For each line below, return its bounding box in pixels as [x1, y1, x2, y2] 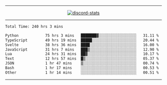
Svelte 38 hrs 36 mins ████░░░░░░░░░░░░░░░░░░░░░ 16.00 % [5, 42, 159, 47]
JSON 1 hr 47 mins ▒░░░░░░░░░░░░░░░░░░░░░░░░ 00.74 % [5, 61, 159, 66]
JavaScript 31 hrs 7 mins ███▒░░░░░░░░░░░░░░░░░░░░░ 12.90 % [5, 47, 159, 52]
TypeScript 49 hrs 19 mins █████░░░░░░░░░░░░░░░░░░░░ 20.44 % [5, 38, 159, 43]
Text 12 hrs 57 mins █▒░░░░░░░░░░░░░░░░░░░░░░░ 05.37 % [5, 56, 159, 61]
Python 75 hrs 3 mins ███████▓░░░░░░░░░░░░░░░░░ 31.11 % [5, 33, 159, 38]
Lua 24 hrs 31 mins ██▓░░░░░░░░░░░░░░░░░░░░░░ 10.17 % [5, 52, 159, 57]
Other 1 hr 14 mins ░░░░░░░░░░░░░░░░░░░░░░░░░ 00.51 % [5, 70, 159, 75]
